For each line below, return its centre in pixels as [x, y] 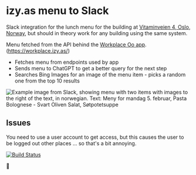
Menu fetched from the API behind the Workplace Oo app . [76, 44]
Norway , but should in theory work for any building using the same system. [97, 33]
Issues [18, 123]
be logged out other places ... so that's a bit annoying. [71, 143]
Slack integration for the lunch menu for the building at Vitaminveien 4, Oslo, [98, 27]
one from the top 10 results [47, 81]
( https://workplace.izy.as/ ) [38, 50]
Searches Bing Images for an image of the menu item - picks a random [100, 74]
